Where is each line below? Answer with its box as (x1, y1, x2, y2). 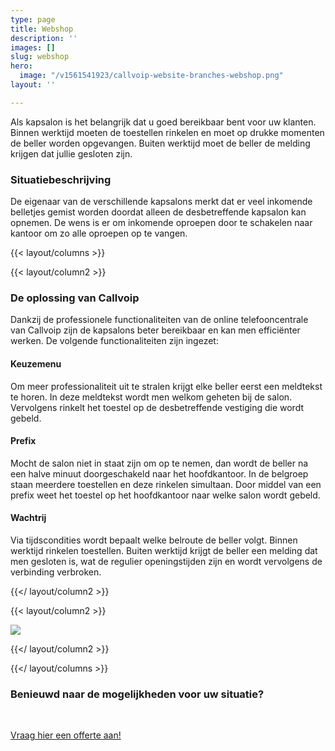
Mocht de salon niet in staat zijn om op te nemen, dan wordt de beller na (10, 457, 309, 469)
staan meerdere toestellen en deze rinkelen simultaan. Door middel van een (10, 478, 322, 490)
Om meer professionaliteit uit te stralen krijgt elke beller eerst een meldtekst (10, 380, 323, 392)
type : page (10, 14, 56, 25)
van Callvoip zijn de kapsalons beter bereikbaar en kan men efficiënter (10, 324, 301, 336)
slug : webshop (10, 52, 70, 62)
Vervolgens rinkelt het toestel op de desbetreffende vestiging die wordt (10, 401, 304, 413)
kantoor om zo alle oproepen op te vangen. (10, 227, 188, 240)
